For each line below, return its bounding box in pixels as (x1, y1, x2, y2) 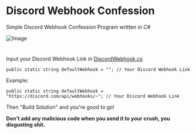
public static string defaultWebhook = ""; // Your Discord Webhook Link (6, 67, 191, 73)
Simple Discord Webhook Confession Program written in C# (6, 23, 151, 30)
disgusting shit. (6, 121, 45, 128)
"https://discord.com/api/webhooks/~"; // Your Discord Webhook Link (6, 94, 180, 99)
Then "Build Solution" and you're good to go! (6, 104, 114, 111)
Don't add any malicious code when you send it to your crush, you (6, 115, 170, 122)
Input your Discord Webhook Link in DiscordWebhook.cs (6, 56, 143, 63)
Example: (6, 77, 29, 84)
